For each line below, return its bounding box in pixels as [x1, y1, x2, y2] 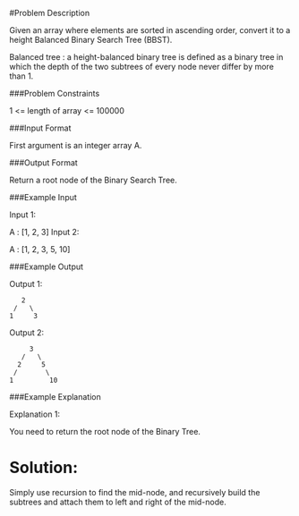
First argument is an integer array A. [9, 140, 142, 150]
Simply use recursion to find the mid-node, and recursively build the [9, 486, 261, 497]
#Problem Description [9, 8, 90, 18]
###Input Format [9, 123, 72, 133]
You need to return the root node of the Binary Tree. [9, 427, 201, 436]
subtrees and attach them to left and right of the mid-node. [9, 496, 226, 507]
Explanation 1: [9, 409, 61, 419]
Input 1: [9, 209, 37, 220]
